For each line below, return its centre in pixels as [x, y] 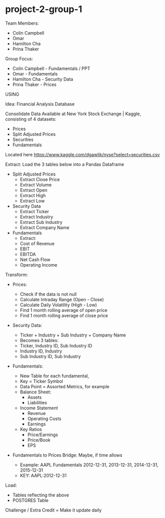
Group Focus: [19, 58]
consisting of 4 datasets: [31, 119]
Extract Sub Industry [41, 222]
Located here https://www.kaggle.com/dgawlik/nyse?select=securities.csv [82, 154]
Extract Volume [36, 185]
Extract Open [34, 190]
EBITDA [28, 254]
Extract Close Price [40, 179]
